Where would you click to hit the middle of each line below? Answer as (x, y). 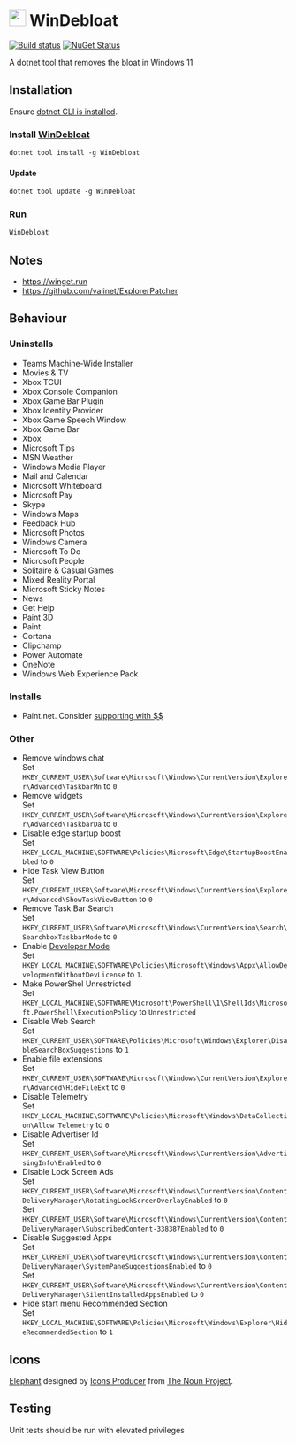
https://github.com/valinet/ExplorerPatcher (100, 290)
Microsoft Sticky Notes (64, 589)
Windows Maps (50, 514)
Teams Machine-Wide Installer (77, 363)
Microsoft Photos (53, 532)
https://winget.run (55, 281)
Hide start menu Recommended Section (95, 1304)
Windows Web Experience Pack (80, 674)
